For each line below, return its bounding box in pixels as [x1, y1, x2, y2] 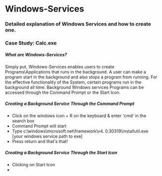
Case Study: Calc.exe [5, 40, 57, 46]
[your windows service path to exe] [12, 133, 83, 139]
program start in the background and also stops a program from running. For [5, 74, 158, 80]
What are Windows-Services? [5, 52, 67, 58]
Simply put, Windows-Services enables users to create [5, 64, 115, 70]
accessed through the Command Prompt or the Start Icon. [5, 89, 121, 95]
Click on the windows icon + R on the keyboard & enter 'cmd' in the [12, 113, 147, 118]
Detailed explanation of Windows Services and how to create [5, 21, 151, 28]
